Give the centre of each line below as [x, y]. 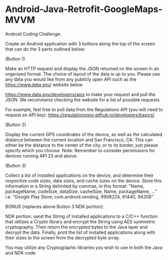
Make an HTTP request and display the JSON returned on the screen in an [82, 69]
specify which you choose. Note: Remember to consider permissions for [80, 150]
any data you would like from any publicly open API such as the [71, 79]
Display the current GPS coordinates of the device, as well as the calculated [84, 134]
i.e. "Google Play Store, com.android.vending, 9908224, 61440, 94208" [79, 197]
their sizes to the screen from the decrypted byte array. [63, 237]
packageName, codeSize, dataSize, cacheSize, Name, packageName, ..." [81, 191]
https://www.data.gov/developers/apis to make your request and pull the [80, 94]
